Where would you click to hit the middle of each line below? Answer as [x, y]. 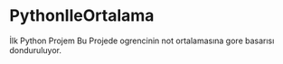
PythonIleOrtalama [82, 16]
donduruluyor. [35, 50]
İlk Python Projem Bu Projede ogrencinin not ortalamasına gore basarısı [142, 41]
